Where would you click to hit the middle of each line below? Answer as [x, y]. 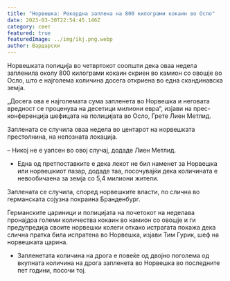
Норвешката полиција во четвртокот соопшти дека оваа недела [102, 66]
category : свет [29, 26]
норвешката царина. [37, 242]
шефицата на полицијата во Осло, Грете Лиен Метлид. [130, 116]
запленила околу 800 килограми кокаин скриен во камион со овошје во [115, 73]
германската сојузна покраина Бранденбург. [74, 199]
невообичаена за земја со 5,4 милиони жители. [88, 178]
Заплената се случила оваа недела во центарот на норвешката [101, 129]
